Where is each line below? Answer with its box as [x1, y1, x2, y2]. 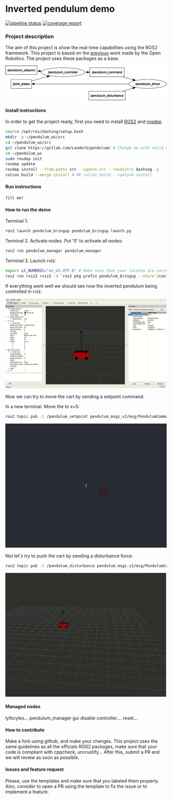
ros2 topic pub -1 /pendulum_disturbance [5, 563, 95, 568]
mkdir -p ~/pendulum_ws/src [5, 134, 66, 140]
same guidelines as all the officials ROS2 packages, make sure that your [5, 744, 158, 750]
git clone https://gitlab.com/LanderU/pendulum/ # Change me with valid [5, 145, 164, 150]
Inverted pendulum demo [5, 3, 115, 15]
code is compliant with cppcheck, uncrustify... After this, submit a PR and [5, 749, 160, 755]
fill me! [5, 195, 24, 201]
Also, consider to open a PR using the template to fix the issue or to [5, 783, 147, 789]
